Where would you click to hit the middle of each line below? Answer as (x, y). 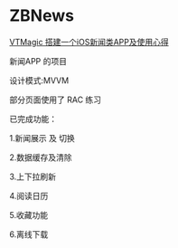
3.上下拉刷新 (33, 176)
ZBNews (42, 16)
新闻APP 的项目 (38, 61)
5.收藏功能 (28, 215)
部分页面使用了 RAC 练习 (56, 100)
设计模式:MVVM (39, 80)
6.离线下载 (29, 234)
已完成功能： (33, 119)
